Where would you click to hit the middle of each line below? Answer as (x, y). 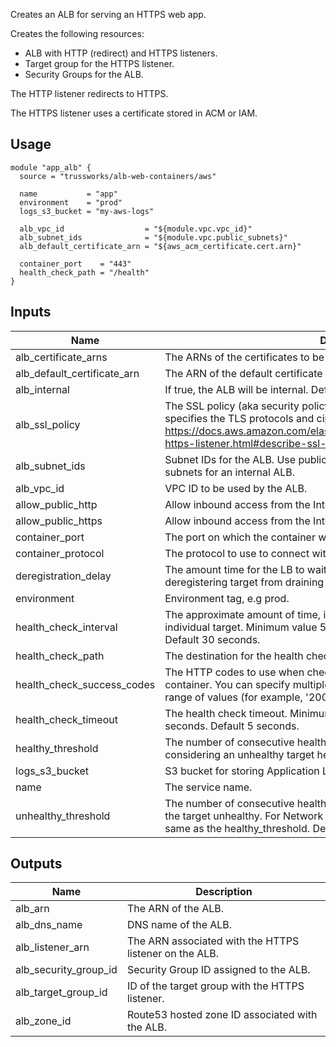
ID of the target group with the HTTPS (215, 986)
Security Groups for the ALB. (84, 74)
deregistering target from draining (244, 582)
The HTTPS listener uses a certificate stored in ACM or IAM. (134, 113)
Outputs (36, 864)
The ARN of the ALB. (175, 909)
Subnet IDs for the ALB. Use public (246, 459)
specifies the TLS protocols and (239, 418)
